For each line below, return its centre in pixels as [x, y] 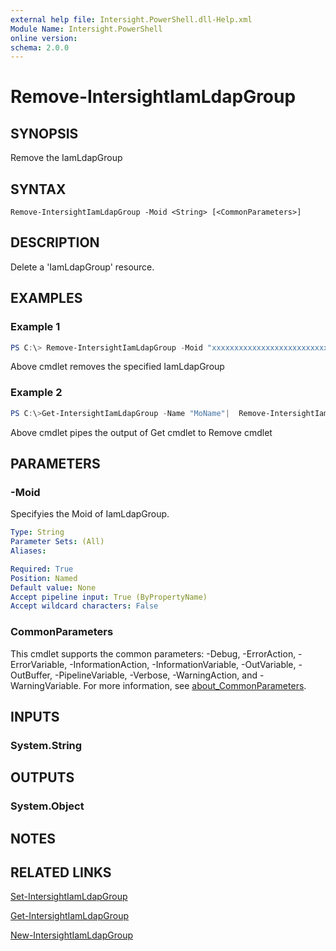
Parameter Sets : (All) [57, 542]
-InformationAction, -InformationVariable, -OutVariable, [183, 664]
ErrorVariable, [39, 664]
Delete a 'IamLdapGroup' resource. [82, 267]
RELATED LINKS [61, 872]
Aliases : [28, 551]
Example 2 [36, 393]
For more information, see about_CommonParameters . [195, 685]
